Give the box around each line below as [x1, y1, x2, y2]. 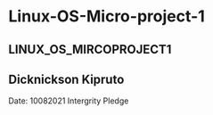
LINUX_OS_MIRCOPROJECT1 [8, 42, 172, 57]
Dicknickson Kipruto [8, 71, 125, 86]
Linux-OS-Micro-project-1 [8, 6, 206, 27]
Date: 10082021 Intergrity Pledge [8, 95, 129, 106]
